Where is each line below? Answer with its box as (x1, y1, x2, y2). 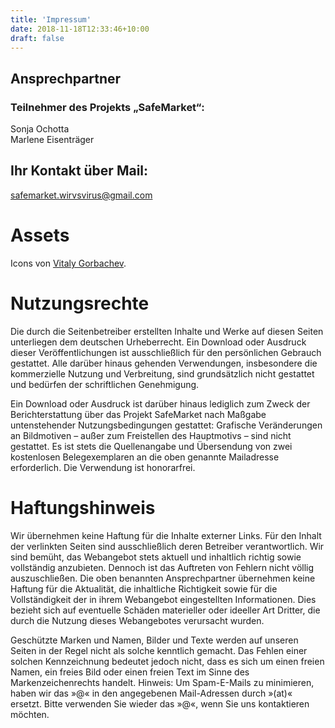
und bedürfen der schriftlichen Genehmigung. (10, 378, 200, 390)
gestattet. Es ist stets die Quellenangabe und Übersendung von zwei (10, 440, 293, 452)
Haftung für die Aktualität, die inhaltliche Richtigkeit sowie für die (10, 582, 278, 595)
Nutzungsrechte (10, 292, 150, 315)
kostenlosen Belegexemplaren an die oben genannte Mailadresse (10, 451, 280, 463)
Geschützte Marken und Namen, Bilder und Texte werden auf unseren (10, 634, 299, 646)
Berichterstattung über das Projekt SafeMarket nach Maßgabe (10, 408, 267, 420)
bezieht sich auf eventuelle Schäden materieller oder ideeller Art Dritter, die (10, 604, 321, 616)
